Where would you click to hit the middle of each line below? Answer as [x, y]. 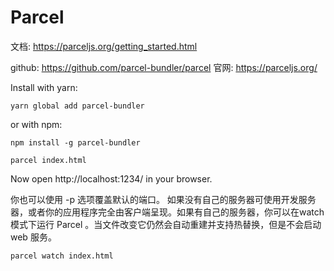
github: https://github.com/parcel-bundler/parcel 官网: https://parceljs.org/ [164, 67]
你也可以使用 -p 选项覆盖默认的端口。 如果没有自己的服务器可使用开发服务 [163, 199]
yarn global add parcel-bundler [77, 106]
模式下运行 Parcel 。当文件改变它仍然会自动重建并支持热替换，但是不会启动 [166, 224]
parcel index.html [48, 160]
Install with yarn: [44, 87]
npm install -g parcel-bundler [75, 142]
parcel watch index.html [62, 256]
